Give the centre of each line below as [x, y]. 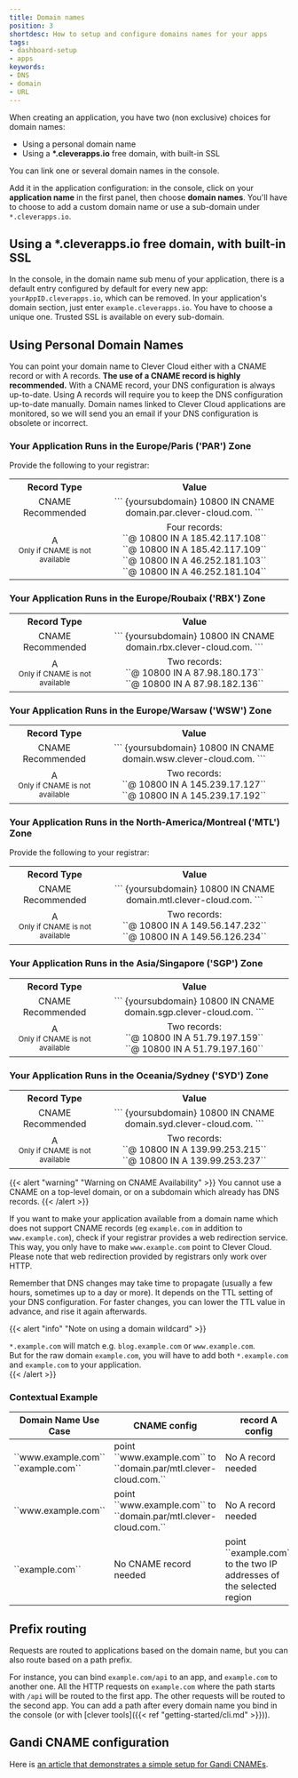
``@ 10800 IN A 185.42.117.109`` [195, 549]
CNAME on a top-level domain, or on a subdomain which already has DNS [145, 1191]
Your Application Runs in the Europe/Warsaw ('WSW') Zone [141, 710]
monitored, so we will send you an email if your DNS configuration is [134, 413]
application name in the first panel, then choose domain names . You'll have [149, 197]
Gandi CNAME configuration [90, 1743]
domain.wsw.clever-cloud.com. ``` [194, 759]
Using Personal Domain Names [96, 344]
